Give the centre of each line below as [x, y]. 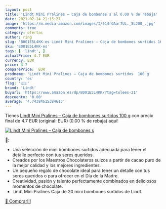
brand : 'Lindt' [21, 88]
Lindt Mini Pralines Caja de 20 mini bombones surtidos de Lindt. [77, 192]
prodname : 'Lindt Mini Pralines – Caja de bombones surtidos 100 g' [78, 74]
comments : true [21, 28]
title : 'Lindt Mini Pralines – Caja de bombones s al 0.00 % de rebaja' [82, 14]
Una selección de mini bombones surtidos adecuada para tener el [79, 150]
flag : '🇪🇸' [17, 83]
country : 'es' [20, 79]
